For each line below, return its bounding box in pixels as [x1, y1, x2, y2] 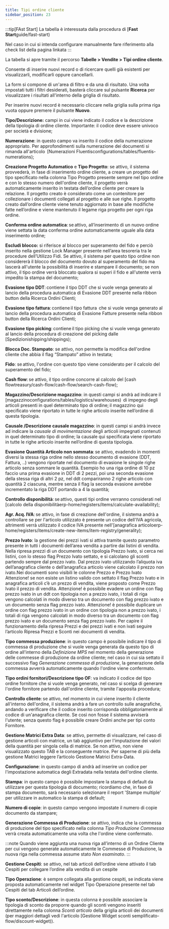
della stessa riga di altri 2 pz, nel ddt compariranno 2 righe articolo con [5, 475, 153, 481]
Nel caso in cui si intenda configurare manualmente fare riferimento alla [5, 41, 154, 47]
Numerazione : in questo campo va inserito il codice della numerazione [5, 138, 153, 144]
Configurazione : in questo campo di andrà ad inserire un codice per [5, 763, 147, 769]
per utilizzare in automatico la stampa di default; [5, 794, 105, 801]
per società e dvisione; [5, 127, 53, 134]
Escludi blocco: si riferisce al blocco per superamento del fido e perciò [5, 242, 153, 248]
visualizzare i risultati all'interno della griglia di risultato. [5, 92, 121, 98]
